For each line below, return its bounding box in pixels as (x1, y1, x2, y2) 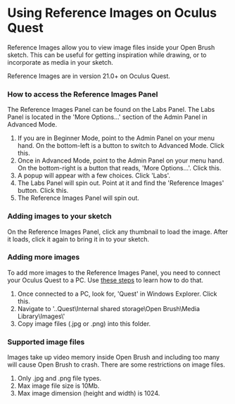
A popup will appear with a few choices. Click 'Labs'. (17, 171, 171, 180)
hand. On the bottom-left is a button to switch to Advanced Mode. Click (17, 141, 225, 150)
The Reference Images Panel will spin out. (17, 194, 139, 202)
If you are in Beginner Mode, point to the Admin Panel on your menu (17, 134, 215, 142)
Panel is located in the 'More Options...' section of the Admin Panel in (7, 113, 208, 121)
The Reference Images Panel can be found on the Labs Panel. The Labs (7, 106, 215, 114)
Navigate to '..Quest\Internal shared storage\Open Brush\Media (17, 304, 201, 313)
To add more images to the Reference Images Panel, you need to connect (7, 268, 221, 277)
